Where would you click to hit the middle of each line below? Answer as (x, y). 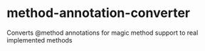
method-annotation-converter (98, 13)
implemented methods (40, 40)
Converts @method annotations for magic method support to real (102, 33)
